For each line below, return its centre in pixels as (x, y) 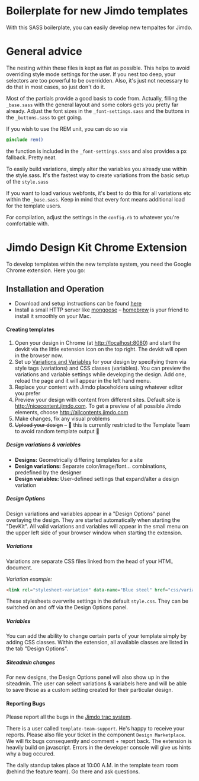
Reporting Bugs (26, 704)
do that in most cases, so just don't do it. (56, 87)
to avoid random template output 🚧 (57, 431)
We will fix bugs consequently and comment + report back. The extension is (99, 741)
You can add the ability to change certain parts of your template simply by (97, 636)
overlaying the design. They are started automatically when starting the (93, 520)
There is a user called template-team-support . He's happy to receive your (95, 728)
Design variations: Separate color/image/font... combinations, (91, 466)
